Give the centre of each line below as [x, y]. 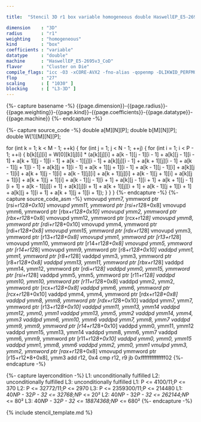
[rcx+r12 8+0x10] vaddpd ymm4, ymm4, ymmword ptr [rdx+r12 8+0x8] [92, 294]
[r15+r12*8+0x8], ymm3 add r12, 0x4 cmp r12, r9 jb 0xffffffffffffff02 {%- [95, 358]
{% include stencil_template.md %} [49, 412]
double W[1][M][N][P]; [34, 137]
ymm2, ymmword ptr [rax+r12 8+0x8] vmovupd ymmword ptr [81, 351]
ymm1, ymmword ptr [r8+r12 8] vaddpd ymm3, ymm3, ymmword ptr [89, 256]
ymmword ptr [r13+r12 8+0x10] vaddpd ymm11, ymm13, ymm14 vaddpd [93, 307]
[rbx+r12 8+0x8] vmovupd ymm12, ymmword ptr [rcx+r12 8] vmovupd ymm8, [100, 218]
